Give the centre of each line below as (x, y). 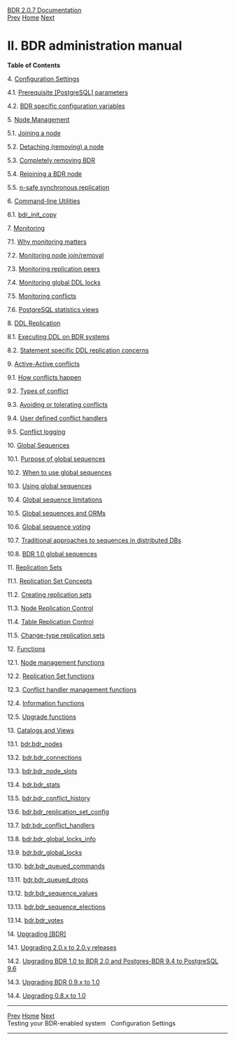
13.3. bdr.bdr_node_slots (42, 771)
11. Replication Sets (35, 567)
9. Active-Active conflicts (44, 364)
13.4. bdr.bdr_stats (34, 785)
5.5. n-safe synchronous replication (58, 187)
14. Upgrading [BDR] (37, 934)
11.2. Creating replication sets (50, 594)
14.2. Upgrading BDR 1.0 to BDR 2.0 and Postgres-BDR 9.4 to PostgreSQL (113, 961)
